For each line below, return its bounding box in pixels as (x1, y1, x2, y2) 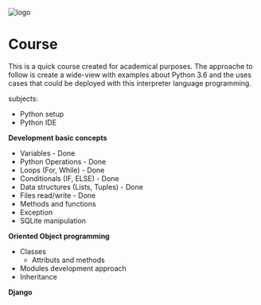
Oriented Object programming (8, 231, 110, 241)
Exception (19, 207, 53, 217)
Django (8, 287, 33, 297)
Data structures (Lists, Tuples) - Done (19, 182, 143, 191)
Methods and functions (19, 199, 97, 208)
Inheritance (19, 272, 58, 281)
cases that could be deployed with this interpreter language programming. (8, 78, 252, 87)
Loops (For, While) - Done (19, 165, 105, 175)
